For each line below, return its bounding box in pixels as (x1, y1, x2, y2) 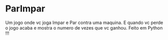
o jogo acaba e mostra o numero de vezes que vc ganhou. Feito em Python (5, 24, 163, 30)
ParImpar (5, 3, 45, 14)
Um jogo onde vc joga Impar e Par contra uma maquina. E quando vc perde (5, 19, 163, 25)
